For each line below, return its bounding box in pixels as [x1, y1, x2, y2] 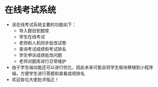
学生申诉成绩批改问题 [19, 52, 62, 58]
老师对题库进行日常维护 [19, 58, 67, 64]
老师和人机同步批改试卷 [19, 40, 67, 45]
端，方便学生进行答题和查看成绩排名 [11, 70, 85, 76]
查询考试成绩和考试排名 [19, 46, 67, 52]
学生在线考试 [19, 34, 45, 40]
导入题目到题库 [19, 27, 49, 33]
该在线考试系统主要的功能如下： [11, 22, 76, 27]
